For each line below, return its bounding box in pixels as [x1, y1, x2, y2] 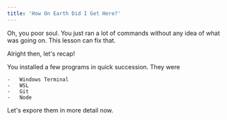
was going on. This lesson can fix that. [7, 36, 117, 45]
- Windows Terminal [7, 76, 69, 83]
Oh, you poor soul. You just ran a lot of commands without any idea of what [7, 29, 221, 37]
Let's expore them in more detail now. [7, 106, 114, 114]
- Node [7, 94, 32, 101]
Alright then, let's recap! [7, 49, 75, 58]
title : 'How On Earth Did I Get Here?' [7, 10, 121, 17]
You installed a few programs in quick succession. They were [7, 62, 180, 71]
